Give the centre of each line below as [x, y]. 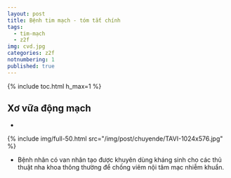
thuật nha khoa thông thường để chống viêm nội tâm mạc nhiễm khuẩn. [121, 167]
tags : [15, 27]
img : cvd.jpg [26, 46]
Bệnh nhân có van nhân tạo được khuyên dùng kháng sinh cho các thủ [120, 160]
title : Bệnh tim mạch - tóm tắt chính [64, 20]
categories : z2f [31, 53]
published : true [31, 66]
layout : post [26, 14]
